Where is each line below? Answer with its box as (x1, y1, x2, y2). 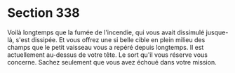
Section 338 (7, 5, 80, 21)
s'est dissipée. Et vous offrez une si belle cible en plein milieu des (15, 35, 206, 44)
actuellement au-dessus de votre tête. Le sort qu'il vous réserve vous (7, 51, 208, 59)
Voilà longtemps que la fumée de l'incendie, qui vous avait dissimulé (7, 28, 205, 36)
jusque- (206, 28, 229, 36)
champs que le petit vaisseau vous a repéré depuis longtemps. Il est (7, 43, 204, 51)
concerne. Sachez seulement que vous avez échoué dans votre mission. (7, 58, 217, 66)
